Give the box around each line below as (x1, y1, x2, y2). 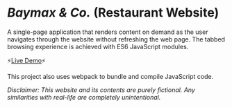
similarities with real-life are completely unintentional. (7, 93, 161, 101)
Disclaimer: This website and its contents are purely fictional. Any (7, 85, 196, 94)
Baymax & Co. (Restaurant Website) (7, 5, 219, 21)
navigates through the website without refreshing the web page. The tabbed (7, 35, 226, 43)
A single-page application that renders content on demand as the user (7, 28, 208, 36)
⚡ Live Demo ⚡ (7, 56, 47, 64)
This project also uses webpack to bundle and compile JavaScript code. (7, 72, 214, 80)
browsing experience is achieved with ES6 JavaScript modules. (7, 42, 189, 51)
